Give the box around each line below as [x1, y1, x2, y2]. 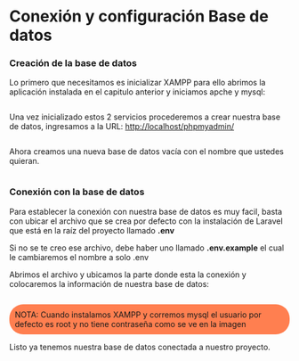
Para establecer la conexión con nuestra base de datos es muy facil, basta [9, 206, 283, 217]
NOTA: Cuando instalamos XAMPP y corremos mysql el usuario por [14, 309, 263, 320]
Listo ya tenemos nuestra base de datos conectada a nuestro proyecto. [9, 341, 271, 352]
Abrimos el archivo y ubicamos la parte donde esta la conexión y [9, 269, 246, 280]
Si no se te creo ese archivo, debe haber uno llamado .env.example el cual [9, 242, 285, 253]
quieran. [9, 156, 40, 167]
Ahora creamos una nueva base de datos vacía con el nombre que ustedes [9, 146, 285, 157]
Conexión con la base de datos [9, 185, 145, 198]
